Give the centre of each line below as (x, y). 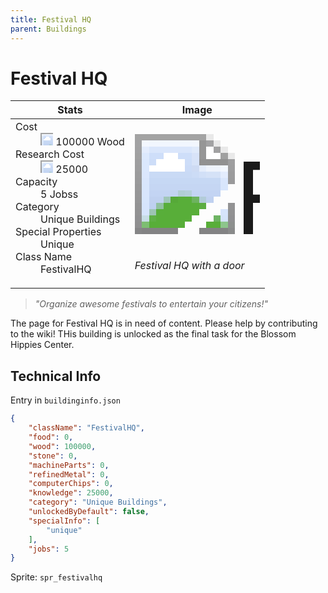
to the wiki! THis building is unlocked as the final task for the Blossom (153, 334)
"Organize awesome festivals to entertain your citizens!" (151, 304)
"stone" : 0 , (53, 456)
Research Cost (50, 154)
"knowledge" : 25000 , (71, 493)
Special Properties (58, 232)
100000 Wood (90, 142)
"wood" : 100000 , (62, 446)
